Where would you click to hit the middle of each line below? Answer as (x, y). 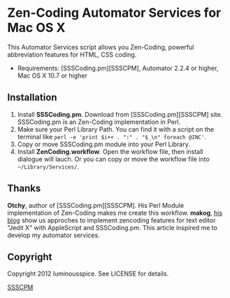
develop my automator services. (53, 235)
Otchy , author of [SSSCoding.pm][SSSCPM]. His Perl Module (95, 205)
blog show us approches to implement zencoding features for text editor (112, 220)
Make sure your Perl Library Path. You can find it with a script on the (116, 129)
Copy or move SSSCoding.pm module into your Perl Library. (103, 144)
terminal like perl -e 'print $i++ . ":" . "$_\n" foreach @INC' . (112, 136)
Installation (32, 98)
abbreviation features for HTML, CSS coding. (72, 55)
